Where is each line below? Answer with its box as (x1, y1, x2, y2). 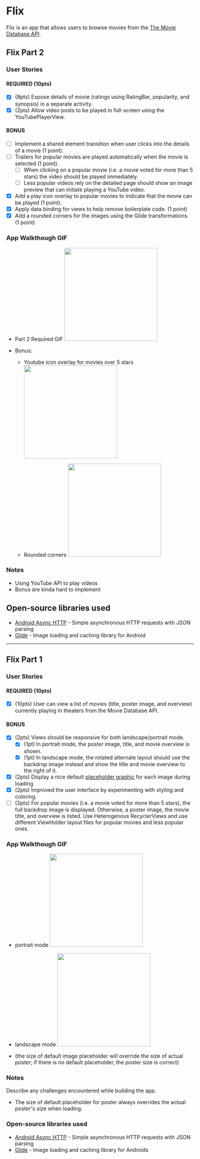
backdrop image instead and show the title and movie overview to (23, 760, 186, 767)
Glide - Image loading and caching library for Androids (14, 1146, 149, 1153)
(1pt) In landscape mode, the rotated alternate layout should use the (23, 754, 190, 761)
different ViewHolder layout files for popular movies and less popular (14, 819, 184, 826)
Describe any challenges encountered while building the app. (6, 1087, 157, 1095)
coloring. (14, 793, 37, 800)
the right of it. (23, 767, 58, 774)
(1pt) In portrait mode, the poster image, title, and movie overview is (23, 740, 190, 748)
